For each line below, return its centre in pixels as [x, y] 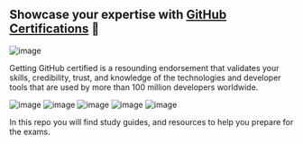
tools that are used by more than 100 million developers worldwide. [134, 87]
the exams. [30, 131]
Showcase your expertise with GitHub [118, 15]
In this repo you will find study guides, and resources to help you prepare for [151, 121]
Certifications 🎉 [55, 29]
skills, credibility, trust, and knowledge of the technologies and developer [145, 77]
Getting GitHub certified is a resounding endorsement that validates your [144, 67]
